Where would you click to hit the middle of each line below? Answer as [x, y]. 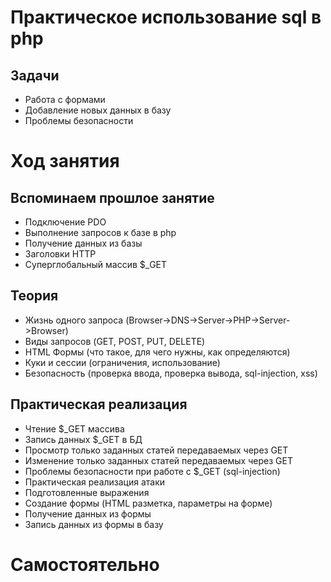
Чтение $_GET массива [74, 428]
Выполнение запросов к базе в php [100, 232]
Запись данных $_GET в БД [83, 439]
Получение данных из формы [88, 513]
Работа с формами [65, 99]
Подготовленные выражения [87, 492]
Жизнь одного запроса [74, 320]
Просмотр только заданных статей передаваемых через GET [156, 450]
